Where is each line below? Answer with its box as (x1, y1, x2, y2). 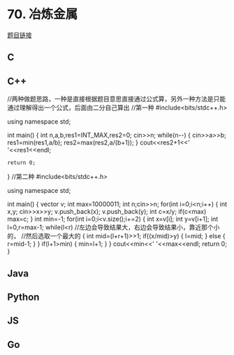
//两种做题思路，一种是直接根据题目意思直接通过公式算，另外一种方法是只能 (7, 95, 226, 103)
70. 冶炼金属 (7, 6, 78, 22)
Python (7, 291, 40, 303)
